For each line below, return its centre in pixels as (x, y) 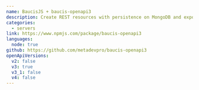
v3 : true (22, 67)
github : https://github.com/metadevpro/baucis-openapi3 (76, 50)
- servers (23, 28)
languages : (20, 39)
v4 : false (23, 78)
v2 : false (23, 61)
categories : (21, 22)
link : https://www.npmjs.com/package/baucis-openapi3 (74, 34)
